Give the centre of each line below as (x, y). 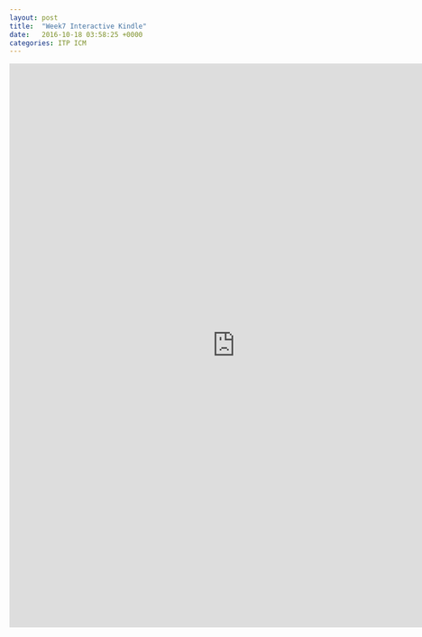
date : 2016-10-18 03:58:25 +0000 (76, 34)
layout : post (34, 18)
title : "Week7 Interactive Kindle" (78, 26)
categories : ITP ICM (48, 43)
